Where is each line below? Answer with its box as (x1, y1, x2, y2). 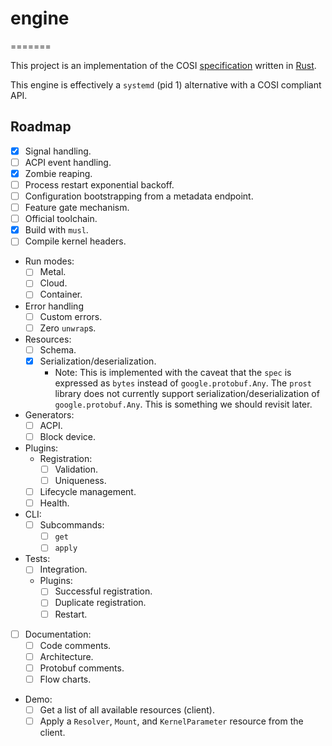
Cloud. (39, 277, 68, 289)
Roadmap (10, 118, 72, 136)
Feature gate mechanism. (24, 202, 130, 214)
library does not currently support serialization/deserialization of (54, 387, 320, 399)
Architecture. (39, 650, 94, 662)
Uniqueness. (54, 474, 107, 486)
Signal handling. (24, 145, 92, 157)
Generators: (24, 408, 75, 421)
